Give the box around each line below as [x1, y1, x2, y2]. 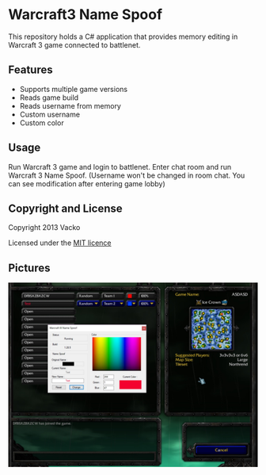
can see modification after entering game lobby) [8, 178, 166, 188]
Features [8, 63, 53, 77]
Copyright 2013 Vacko [8, 223, 81, 232]
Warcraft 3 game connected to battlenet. [8, 40, 141, 49]
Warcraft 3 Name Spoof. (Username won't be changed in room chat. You [8, 170, 245, 180]
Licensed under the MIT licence [8, 238, 112, 247]
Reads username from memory [19, 101, 121, 110]
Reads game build [19, 93, 79, 102]
